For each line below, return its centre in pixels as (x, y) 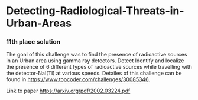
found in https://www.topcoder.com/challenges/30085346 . (78, 79)
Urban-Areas (39, 23)
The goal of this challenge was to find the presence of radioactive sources (97, 55)
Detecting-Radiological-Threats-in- (95, 11)
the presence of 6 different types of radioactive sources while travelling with (99, 67)
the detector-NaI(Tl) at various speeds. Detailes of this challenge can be (94, 73)
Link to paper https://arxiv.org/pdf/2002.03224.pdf (68, 91)
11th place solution (33, 42)
